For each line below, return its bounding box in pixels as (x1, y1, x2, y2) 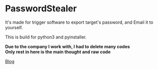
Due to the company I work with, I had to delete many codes (5, 43, 130, 49)
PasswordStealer (5, 3, 77, 14)
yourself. (5, 24, 23, 30)
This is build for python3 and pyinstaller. (5, 34, 87, 40)
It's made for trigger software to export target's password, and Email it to (5, 19, 154, 25)
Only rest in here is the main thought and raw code (5, 49, 111, 55)
